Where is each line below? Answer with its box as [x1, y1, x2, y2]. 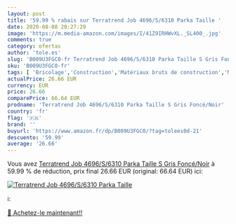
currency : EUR [7, 82, 49, 89]
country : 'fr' [7, 108, 49, 115]
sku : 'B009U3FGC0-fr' [7, 62, 71, 69]
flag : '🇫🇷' [7, 114, 42, 121]
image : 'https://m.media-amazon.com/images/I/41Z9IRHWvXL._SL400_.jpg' [7, 29, 221, 37]
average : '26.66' [7, 141, 58, 148]
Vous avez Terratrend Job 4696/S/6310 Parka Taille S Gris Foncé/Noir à [7, 160, 216, 168]
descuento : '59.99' [7, 134, 65, 141]
